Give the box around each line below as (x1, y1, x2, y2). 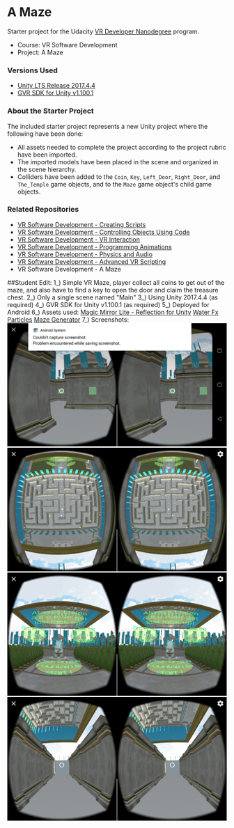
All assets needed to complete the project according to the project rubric (17, 143, 226, 151)
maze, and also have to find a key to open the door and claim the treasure (7, 286, 219, 294)
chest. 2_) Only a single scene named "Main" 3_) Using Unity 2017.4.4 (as (7, 293, 218, 302)
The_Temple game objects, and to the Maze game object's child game (17, 180, 212, 188)
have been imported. (17, 150, 77, 159)
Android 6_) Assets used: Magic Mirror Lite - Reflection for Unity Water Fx (7, 308, 219, 316)
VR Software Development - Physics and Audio (17, 250, 153, 258)
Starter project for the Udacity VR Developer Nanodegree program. (7, 27, 200, 36)
